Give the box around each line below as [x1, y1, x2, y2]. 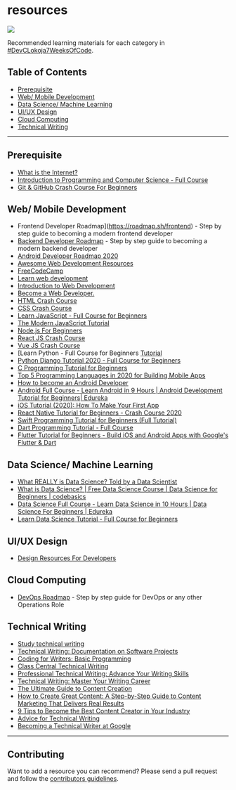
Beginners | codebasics [17, 493, 86, 501]
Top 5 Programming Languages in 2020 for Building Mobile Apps [17, 371, 206, 380]
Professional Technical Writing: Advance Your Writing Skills [17, 669, 190, 678]
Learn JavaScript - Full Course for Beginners [17, 311, 147, 320]
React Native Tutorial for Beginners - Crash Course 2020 [17, 408, 183, 417]
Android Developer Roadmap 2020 [17, 252, 119, 260]
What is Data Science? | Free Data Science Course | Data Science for [17, 485, 218, 493]
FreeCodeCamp [17, 266, 64, 276]
